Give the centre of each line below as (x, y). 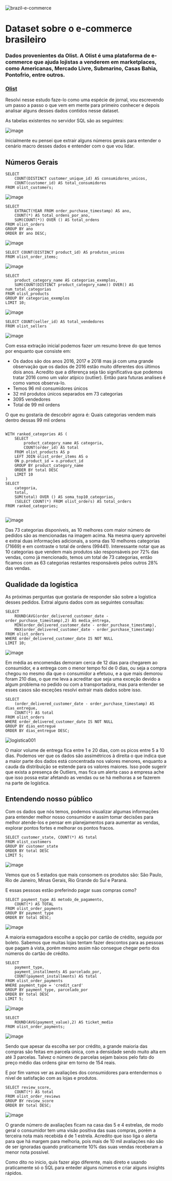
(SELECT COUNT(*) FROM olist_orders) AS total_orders (73, 502)
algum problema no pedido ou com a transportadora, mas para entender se (85, 685)
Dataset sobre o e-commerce (69, 29)
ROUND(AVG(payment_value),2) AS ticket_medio (64, 1022)
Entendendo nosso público (49, 799)
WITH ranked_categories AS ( (36, 434)
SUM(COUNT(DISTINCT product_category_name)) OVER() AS (74, 285)
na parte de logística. (28, 783)
